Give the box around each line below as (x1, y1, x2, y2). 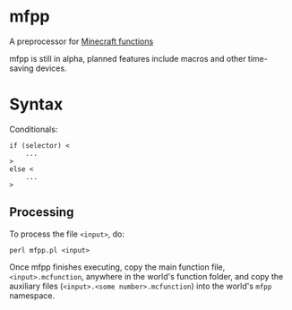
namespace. (9, 289, 56, 301)
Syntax (9, 94, 64, 115)
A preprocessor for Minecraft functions (9, 36, 154, 47)
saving (9, 63, 34, 73)
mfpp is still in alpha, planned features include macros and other (9, 53, 246, 64)
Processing (9, 204, 74, 220)
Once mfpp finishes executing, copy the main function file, (9, 262, 226, 272)
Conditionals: (9, 124, 58, 134)
